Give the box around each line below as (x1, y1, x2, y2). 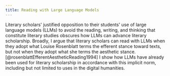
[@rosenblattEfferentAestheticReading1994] (5, 54, 99, 60)
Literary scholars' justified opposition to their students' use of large (5, 21, 147, 28)
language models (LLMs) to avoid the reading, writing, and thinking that (5, 27, 156, 33)
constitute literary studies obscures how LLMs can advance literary (5, 32, 147, 38)
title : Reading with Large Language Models (5, 7, 100, 13)
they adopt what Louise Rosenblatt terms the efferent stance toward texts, (5, 43, 162, 49)
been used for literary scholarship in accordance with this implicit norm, (5, 59, 157, 65)
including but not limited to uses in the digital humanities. (5, 65, 125, 71)
